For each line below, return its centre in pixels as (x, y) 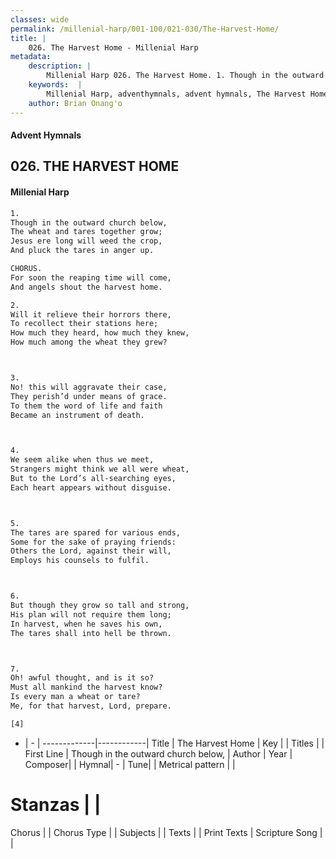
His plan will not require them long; (91, 614)
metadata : (31, 57)
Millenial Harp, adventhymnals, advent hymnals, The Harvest (176, 94)
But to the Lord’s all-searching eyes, (93, 479)
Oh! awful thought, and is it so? (82, 678)
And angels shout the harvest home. (86, 287)
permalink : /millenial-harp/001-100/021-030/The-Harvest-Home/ (145, 29)
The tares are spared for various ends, (96, 532)
